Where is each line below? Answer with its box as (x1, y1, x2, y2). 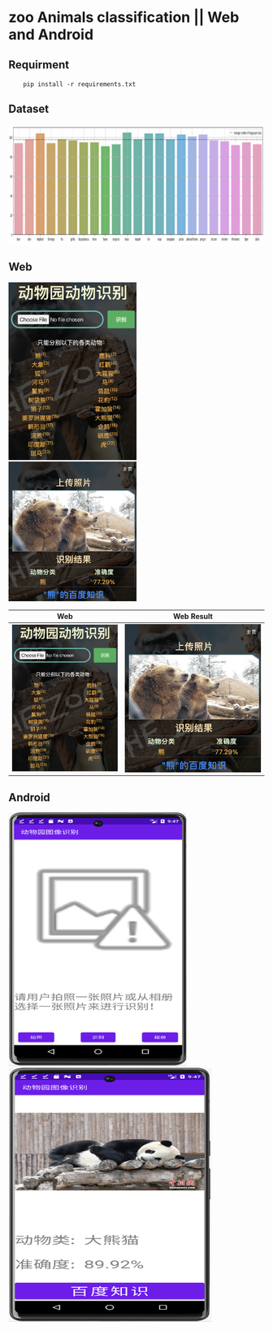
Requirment (8, 58, 70, 71)
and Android (8, 25, 94, 44)
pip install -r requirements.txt (23, 80, 136, 89)
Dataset (8, 102, 50, 116)
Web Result (173, 612, 213, 622)
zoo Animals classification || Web (8, 8, 240, 27)
